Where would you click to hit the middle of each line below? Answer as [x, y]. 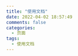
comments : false [26, 22]
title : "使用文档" [27, 11]
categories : [21, 28]
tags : [13, 38]
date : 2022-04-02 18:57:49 [39, 17]
